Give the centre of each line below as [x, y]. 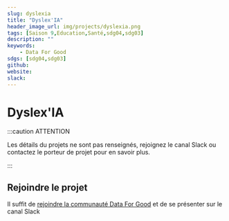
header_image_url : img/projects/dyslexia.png [74, 26]
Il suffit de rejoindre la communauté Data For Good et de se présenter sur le [115, 204]
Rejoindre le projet [47, 187]
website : [20, 71]
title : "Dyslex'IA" [35, 20]
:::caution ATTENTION [39, 132]
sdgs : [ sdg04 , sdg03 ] [37, 59]
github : [18, 65]
